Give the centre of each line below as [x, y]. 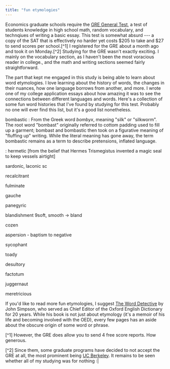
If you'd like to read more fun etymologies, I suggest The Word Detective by [84, 303]
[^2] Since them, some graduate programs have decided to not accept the [82, 350]
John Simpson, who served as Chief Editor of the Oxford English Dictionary [84, 309]
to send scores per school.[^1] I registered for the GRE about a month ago [82, 46]
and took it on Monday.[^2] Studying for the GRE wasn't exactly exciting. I [82, 51]
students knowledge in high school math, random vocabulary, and [74, 30]
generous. [16, 340]
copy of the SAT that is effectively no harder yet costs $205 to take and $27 [84, 41]
